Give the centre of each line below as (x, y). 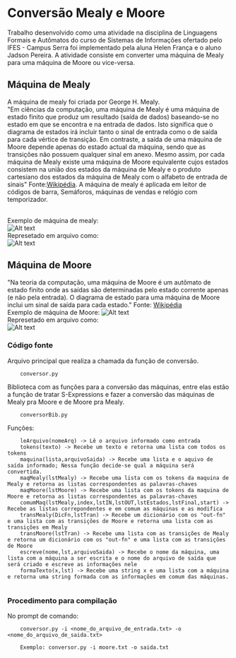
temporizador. (28, 199)
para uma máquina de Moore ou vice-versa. (71, 62)
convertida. (25, 472)
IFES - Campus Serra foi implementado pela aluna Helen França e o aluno (114, 47)
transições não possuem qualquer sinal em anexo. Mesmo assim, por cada (116, 154)
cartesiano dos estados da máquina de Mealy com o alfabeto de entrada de (117, 177)
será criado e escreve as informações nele (72, 564)
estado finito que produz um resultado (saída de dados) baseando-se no (113, 116)
